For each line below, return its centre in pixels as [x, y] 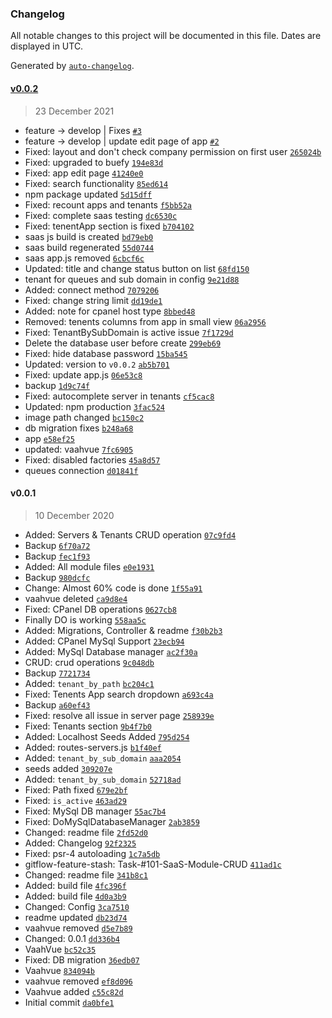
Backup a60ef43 [57, 704]
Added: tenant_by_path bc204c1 [89, 683]
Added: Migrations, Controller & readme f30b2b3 [123, 630]
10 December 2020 [74, 515]
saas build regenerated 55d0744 [89, 247]
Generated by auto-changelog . [72, 66]
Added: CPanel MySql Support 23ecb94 [104, 641]
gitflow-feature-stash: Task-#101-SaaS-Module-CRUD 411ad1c [153, 864]
